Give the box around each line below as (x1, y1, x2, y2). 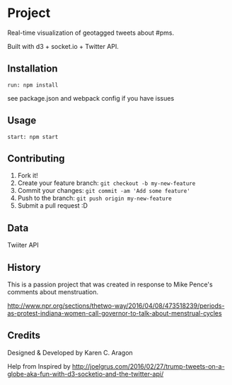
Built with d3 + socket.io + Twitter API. (7, 42, 119, 50)
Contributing (7, 152, 65, 164)
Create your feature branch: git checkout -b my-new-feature (17, 179, 196, 187)
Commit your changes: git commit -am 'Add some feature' (17, 186, 191, 195)
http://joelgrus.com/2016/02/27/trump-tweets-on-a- (71, 362, 225, 370)
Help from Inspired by (7, 362, 71, 370)
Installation (7, 62, 58, 75)
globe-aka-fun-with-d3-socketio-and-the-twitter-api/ (7, 369, 164, 378)
